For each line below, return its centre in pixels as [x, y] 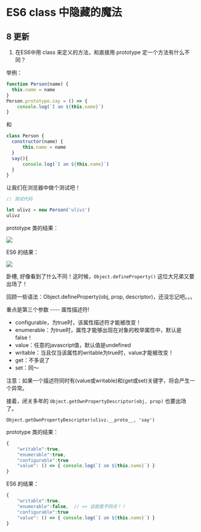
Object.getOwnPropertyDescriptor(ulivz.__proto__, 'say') [81, 420]
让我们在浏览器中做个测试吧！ [43, 187]
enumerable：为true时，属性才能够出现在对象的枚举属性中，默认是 [98, 329]
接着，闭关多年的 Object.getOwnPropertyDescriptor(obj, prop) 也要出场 [96, 401]
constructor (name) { [37, 142]
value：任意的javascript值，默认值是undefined [73, 345]
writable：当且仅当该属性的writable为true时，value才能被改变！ [94, 352]
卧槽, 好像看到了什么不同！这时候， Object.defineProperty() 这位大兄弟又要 [101, 276]
